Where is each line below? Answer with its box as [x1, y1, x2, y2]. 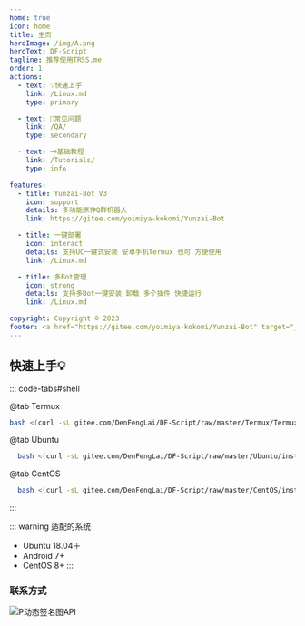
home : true [9, 13, 51, 23]
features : [9, 181, 47, 190]
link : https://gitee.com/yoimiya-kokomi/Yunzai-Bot [25, 214, 225, 223]
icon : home [9, 22, 51, 31]
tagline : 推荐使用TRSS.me [9, 55, 103, 64]
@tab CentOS [9, 468, 61, 479]
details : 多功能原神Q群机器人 [25, 206, 128, 215]
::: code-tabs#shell [9, 383, 80, 394]
